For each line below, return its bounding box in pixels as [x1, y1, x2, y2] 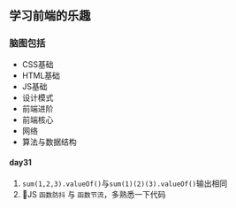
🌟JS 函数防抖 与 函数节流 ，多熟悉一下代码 [21, 189, 166, 199]
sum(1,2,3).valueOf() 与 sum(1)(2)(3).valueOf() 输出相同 [21, 178, 228, 189]
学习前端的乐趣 [9, 8, 91, 24]
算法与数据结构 [21, 136, 77, 147]
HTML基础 [21, 70, 60, 81]
